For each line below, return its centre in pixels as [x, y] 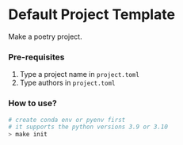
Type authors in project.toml [67, 83]
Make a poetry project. [45, 36]
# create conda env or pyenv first [67, 120]
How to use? [32, 103]
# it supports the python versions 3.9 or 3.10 [88, 127]
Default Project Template [92, 15]
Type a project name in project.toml [80, 74]
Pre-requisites [36, 57]
